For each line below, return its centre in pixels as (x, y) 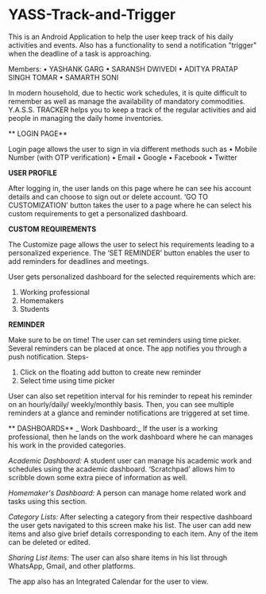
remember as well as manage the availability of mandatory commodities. (127, 101)
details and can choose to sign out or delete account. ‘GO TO (108, 196)
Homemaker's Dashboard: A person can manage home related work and (127, 493)
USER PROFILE (33, 173)
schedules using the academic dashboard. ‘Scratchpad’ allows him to (122, 469)
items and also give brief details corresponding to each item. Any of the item (133, 534)
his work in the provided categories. (67, 445)
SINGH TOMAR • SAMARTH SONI (64, 77)
